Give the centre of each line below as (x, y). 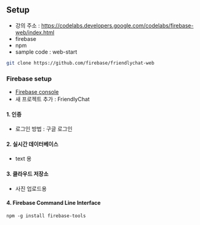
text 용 (23, 159)
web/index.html (35, 32)
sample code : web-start (46, 52)
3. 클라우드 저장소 (28, 174)
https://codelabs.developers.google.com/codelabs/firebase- (117, 25)
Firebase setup (29, 79)
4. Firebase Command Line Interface (54, 203)
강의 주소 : (28, 25)
